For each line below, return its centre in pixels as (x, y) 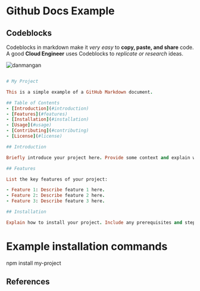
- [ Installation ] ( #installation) (48, 120)
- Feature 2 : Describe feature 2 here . (56, 196)
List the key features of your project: (57, 179)
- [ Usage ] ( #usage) (29, 125)
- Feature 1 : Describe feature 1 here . (56, 190)
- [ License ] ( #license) (34, 136)
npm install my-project (34, 263)
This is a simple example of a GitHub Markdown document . (79, 92)
